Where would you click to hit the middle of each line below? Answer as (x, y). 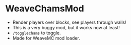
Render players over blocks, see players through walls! (69, 22)
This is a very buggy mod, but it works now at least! (66, 27)
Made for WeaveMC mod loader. (46, 38)
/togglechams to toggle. (37, 33)
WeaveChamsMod (45, 9)
